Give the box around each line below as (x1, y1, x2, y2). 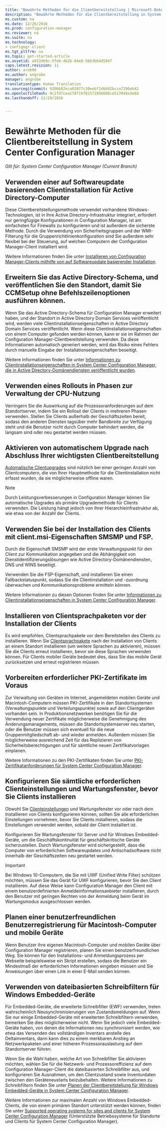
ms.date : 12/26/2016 (5, 21, 48, 26)
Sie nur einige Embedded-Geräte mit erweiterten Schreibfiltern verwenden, (5, 1014, 159, 1020)
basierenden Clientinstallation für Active (5, 186, 134, 194)
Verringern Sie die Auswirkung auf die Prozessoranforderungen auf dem (5, 403, 154, 409)
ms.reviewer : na (5, 30, 39, 35)
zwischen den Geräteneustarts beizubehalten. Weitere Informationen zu (5, 1077, 153, 1083)
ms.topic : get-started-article (5, 53, 70, 59)
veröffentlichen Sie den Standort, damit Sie (5, 281, 142, 289)
